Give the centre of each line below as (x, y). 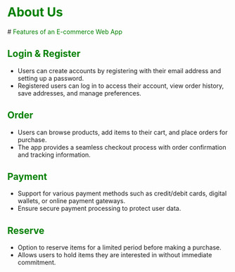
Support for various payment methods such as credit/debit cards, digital (122, 193)
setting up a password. (51, 78)
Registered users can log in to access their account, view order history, (121, 86)
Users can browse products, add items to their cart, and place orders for (122, 132)
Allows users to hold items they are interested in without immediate (115, 255)
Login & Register (44, 54)
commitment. (37, 263)
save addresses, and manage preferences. (80, 93)
